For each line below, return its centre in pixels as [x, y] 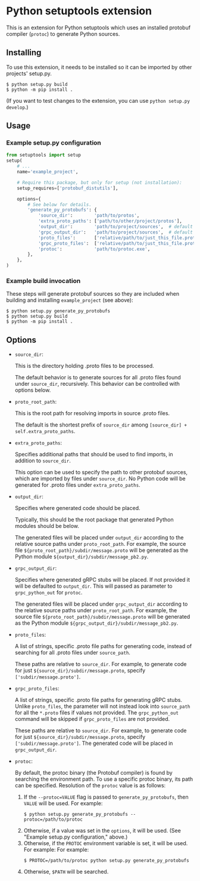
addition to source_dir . [43, 461]
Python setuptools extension [79, 11]
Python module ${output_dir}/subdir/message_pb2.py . [82, 557]
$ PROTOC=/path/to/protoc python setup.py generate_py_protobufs [106, 861]
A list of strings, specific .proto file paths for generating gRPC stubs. [99, 700]
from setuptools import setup [44, 155]
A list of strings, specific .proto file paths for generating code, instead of [103, 646]
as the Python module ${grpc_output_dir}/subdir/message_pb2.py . [96, 623]
